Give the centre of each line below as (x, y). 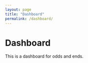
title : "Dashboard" (25, 14)
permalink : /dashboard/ (29, 19)
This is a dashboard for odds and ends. (44, 56)
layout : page (18, 10)
